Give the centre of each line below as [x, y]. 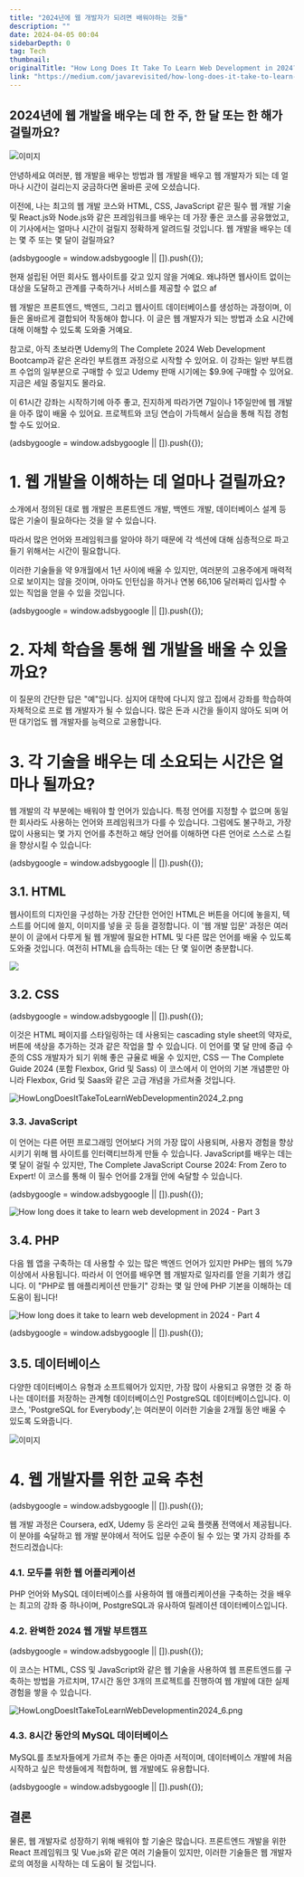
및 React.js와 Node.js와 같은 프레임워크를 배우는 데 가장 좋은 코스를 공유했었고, [149, 217]
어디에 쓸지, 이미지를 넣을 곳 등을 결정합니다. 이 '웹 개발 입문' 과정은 [152, 926]
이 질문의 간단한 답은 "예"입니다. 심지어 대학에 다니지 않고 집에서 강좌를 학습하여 [151, 699]
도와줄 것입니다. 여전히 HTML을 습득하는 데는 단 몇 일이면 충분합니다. [132, 948]
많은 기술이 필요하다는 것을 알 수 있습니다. [83, 520]
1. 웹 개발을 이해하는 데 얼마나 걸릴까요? [148, 482]
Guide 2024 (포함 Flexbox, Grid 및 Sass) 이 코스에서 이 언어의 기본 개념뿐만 [145, 1069]
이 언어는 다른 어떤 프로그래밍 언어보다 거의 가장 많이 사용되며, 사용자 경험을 [143, 1142]
